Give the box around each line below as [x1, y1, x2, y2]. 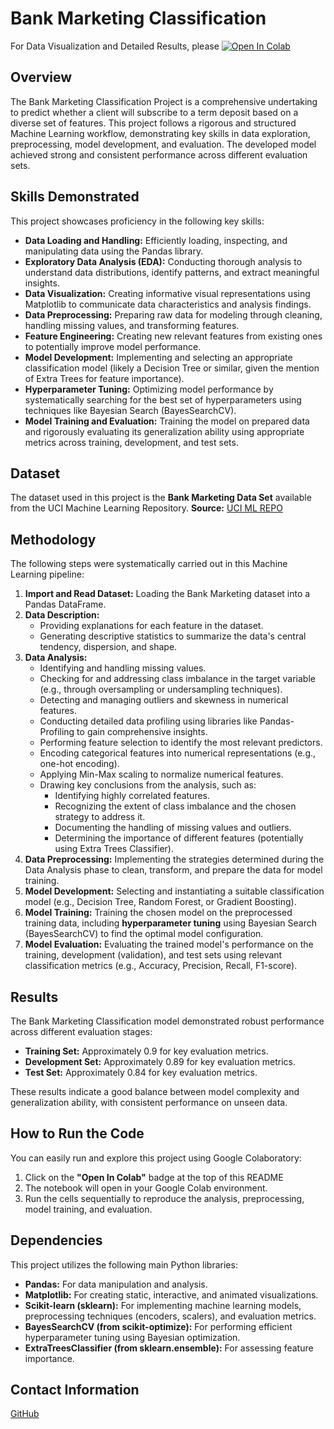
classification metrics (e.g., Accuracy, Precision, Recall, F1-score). [24, 960, 298, 972]
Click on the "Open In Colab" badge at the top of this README [24, 1171, 284, 1183]
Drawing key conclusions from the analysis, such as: [39, 779, 257, 791]
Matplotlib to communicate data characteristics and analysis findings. [24, 298, 312, 310]
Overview [10, 69, 73, 86]
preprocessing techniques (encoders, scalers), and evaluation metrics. [24, 1310, 317, 1322]
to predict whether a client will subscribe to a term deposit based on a [10, 106, 299, 118]
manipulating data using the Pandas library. [24, 245, 204, 257]
